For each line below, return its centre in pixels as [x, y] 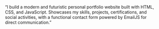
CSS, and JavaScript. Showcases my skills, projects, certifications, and [76, 12]
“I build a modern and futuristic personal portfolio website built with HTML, [79, 7]
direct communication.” [28, 22]
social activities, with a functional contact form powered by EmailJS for [76, 17]
